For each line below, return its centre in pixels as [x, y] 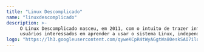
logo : [13, 39]
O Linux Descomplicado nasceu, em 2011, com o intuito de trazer [104, 28]
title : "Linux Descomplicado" [45, 12]
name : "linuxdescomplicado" [42, 17]
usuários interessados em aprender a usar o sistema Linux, [97, 34]
